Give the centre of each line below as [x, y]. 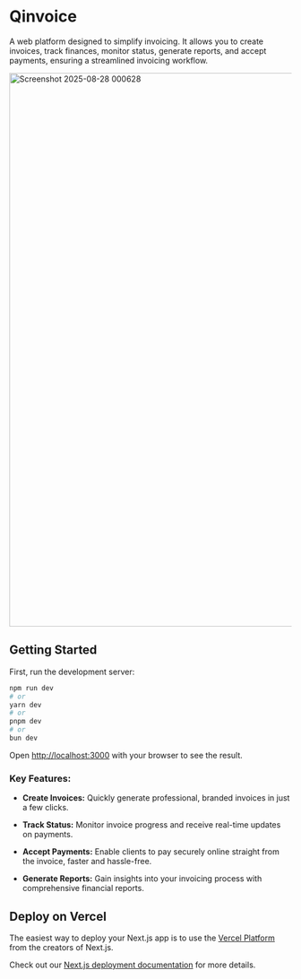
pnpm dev [26, 722]
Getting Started [53, 650]
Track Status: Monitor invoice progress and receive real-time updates [151, 825]
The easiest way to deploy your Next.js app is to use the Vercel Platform [142, 938]
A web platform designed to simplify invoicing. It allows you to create [137, 41]
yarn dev [26, 705]
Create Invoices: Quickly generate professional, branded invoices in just [156, 798]
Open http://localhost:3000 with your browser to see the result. [126, 755]
